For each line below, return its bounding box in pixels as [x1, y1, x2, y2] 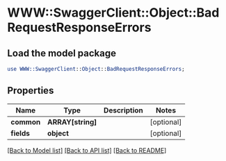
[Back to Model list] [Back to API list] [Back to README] [7, 146, 167, 154]
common [10, 117, 41, 126]
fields [10, 128, 30, 138]
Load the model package [7, 47, 117, 59]
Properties [7, 85, 54, 96]
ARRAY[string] [47, 117, 97, 126]
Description [103, 105, 144, 115]
